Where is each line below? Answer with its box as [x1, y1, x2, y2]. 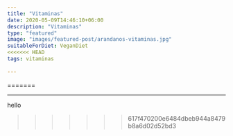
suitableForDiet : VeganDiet [7, 42, 89, 49]
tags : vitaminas [7, 56, 54, 62]
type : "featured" [7, 29, 58, 37]
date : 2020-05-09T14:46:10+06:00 [7, 17, 104, 24]
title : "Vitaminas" [7, 10, 64, 17]
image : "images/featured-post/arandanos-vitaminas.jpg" [7, 36, 172, 43]
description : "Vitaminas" [7, 23, 82, 30]
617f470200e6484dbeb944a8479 [128, 114, 226, 122]
